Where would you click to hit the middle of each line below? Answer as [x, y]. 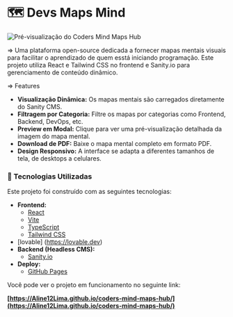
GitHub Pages [48, 272]
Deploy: [29, 264]
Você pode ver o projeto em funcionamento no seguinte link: [94, 285]
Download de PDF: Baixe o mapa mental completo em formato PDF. [114, 143]
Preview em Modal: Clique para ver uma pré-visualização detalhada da [120, 129]
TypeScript [43, 227]
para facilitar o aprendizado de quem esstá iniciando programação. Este [111, 57]
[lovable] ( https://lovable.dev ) [60, 242]
